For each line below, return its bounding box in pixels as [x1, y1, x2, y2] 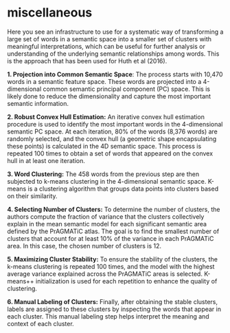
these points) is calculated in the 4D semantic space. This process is [7, 142, 202, 150]
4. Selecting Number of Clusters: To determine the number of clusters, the [7, 205, 220, 213]
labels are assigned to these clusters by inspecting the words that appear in [7, 305, 222, 313]
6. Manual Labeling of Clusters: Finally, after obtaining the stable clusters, [7, 297, 218, 305]
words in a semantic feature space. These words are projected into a [7, 77, 202, 85]
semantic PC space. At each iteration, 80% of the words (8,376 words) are [7, 127, 218, 136]
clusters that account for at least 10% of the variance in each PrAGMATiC [7, 234, 214, 242]
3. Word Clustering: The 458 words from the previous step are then [7, 170, 200, 178]
